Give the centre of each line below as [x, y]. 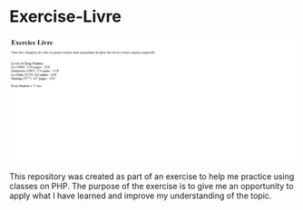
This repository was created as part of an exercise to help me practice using [152, 176]
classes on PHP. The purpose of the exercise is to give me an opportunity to [151, 186]
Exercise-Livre [66, 17]
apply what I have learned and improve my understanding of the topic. [141, 196]
